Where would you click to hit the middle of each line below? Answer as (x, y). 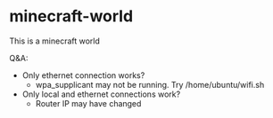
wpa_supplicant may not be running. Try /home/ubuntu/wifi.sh (150, 84)
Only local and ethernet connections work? (101, 94)
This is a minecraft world (55, 41)
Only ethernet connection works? (83, 75)
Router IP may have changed (88, 103)
